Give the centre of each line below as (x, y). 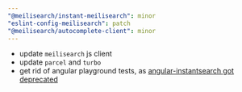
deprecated (38, 79)
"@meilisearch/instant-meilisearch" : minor (82, 16)
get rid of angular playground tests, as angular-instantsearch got (127, 71)
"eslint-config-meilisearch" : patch (69, 23)
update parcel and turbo (60, 62)
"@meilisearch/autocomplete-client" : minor (82, 31)
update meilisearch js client (65, 54)
